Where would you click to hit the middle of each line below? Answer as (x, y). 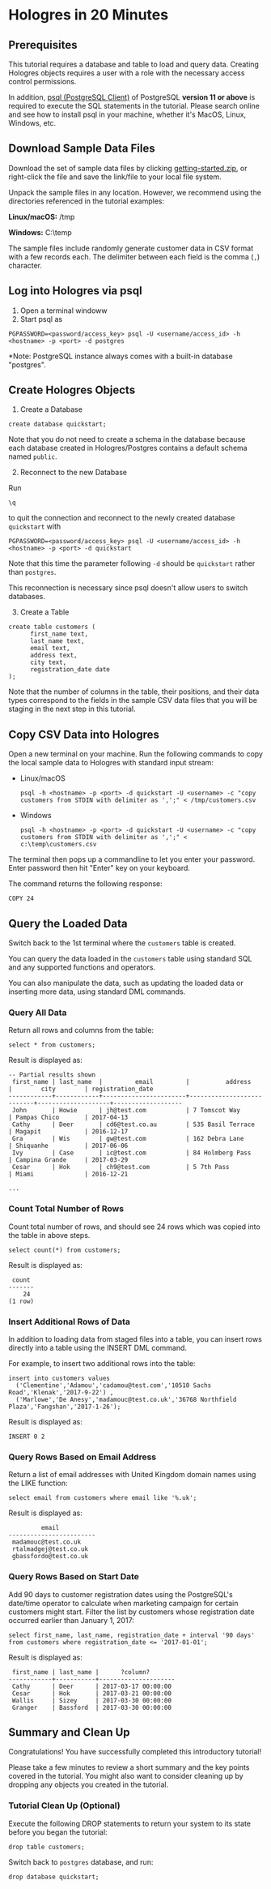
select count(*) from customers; (65, 1250)
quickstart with (35, 527)
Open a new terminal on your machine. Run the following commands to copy (135, 754)
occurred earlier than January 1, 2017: (72, 1620)
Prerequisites (43, 45)
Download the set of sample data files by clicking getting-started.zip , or (128, 168)
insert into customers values (59, 1378)
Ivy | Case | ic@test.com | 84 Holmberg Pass (131, 1153)
